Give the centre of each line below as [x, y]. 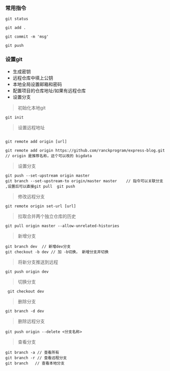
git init [15, 117]
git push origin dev [27, 272]
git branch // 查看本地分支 [35, 363]
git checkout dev [26, 291]
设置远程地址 [31, 127]
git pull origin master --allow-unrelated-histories [62, 226]
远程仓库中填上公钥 [33, 78]
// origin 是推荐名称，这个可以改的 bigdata [49, 156]
